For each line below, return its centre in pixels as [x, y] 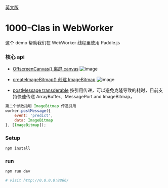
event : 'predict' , [34, 115]
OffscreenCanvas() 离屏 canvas [46, 69]
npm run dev [18, 171]
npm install [18, 148]
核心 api [15, 57]
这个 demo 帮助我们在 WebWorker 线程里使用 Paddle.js [63, 42]
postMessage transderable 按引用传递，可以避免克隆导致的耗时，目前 [86, 90]
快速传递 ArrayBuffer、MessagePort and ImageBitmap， [76, 97]
